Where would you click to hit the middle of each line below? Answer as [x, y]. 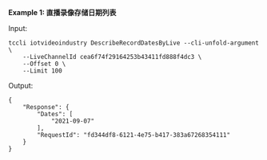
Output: [21, 86]
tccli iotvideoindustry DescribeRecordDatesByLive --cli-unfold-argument [134, 43]
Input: [18, 28]
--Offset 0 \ [44, 64]
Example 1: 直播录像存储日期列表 [62, 12]
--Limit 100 [42, 71]
